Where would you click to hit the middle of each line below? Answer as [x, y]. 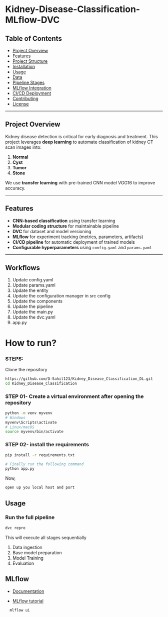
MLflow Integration [32, 88]
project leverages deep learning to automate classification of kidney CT [79, 142]
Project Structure [30, 61]
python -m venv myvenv [29, 413]
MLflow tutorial [28, 601]
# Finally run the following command [44, 464]
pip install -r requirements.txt [40, 455]
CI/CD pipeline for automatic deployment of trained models [73, 242]
